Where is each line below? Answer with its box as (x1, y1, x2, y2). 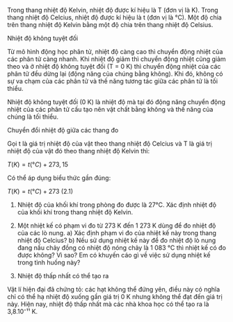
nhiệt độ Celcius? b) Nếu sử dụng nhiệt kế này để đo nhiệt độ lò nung (17, 236, 216, 244)
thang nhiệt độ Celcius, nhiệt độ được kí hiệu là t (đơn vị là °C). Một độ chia (7, 13, 223, 22)
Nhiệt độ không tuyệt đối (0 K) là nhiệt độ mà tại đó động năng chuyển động (7, 98, 226, 106)
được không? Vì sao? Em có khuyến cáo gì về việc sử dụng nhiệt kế (17, 251, 211, 259)
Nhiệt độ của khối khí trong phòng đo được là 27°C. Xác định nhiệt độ (17, 201, 217, 209)
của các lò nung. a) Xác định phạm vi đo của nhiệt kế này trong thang (17, 229, 217, 237)
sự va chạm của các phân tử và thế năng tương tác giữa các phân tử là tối (7, 77, 218, 85)
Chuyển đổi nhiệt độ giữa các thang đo (7, 126, 119, 134)
